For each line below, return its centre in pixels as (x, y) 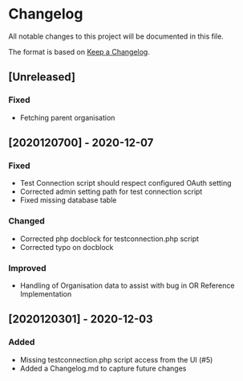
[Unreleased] (42, 77)
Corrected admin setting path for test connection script (111, 192)
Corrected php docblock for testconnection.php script (109, 239)
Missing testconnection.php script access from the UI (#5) (116, 359)
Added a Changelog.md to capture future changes (103, 368)
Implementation (46, 293)
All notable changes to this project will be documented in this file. (116, 36)
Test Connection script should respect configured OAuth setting (126, 183)
